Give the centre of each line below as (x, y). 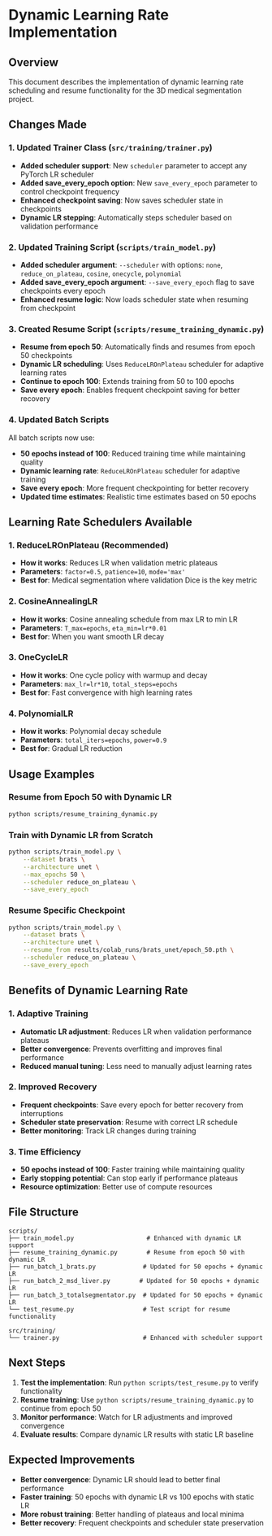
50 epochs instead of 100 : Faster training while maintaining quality (132, 1170)
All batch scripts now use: (52, 438)
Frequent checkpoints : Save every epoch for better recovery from (132, 1105)
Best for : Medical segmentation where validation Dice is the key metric (138, 580)
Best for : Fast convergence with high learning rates (106, 692)
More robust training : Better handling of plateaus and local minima (132, 1514)
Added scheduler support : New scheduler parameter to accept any (134, 165)
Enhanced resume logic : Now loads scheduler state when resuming (134, 299)
